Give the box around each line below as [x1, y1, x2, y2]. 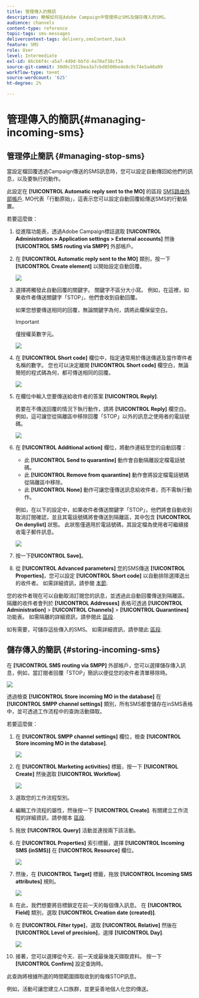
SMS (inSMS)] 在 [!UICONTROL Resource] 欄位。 [15, 846, 138, 854]
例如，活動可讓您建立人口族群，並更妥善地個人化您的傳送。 [6, 985, 152, 992]
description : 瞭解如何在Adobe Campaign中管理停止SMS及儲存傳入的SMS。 [6, 14, 169, 20]
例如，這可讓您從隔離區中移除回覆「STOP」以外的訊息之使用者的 [15, 413, 174, 420]
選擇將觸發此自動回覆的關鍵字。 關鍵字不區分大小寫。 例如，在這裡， [15, 286, 184, 294]
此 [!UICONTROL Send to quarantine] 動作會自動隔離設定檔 [24, 457, 170, 463]
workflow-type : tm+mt [6, 69, 60, 75]
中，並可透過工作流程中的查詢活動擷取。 [6, 707, 105, 715]
